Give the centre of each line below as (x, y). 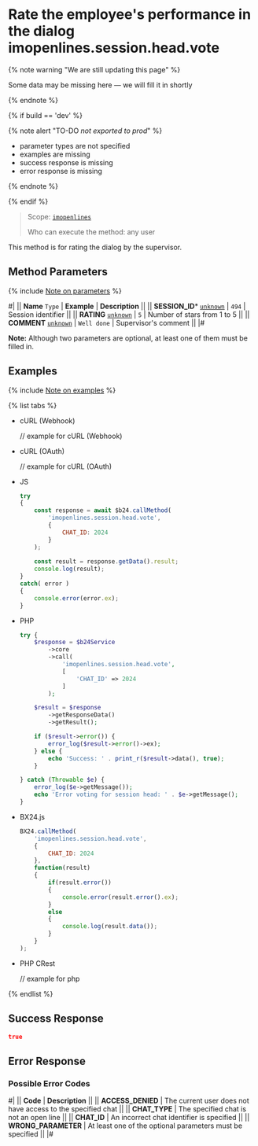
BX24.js (32, 816)
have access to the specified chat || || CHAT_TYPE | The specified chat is (127, 1109)
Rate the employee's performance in (130, 15)
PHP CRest (37, 963)
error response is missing (61, 171)
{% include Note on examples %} (62, 390)
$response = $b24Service (75, 643)
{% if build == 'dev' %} (45, 115)
